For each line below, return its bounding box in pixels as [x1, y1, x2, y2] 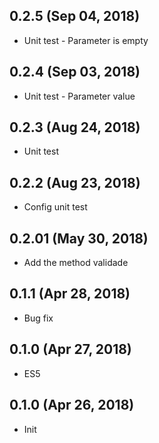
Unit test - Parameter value [23, 90, 136, 102]
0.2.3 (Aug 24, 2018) [9, 119, 141, 136]
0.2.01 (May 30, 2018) [9, 230, 149, 247]
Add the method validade [23, 257, 129, 269]
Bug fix [23, 312, 54, 324]
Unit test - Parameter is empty [23, 34, 149, 46]
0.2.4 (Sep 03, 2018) [9, 64, 141, 81]
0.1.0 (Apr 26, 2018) [9, 397, 135, 414]
